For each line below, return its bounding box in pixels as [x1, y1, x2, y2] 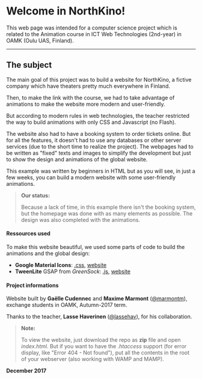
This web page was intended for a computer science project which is [6, 24, 177, 31]
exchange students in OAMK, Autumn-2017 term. [6, 301, 127, 309]
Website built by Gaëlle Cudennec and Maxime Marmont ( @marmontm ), [6, 295, 188, 302]
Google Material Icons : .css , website [14, 261, 107, 268]
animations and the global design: [6, 250, 90, 257]
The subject [6, 60, 52, 70]
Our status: [20, 191, 50, 199]
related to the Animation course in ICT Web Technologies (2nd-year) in [6, 30, 182, 37]
